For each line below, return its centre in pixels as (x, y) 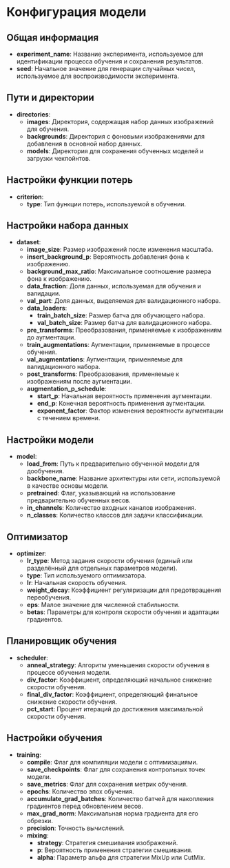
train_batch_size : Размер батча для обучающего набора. (121, 315)
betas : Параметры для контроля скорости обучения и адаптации (123, 612)
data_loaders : (47, 308)
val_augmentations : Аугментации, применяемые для (105, 359)
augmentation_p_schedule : (67, 389)
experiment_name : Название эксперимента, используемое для (110, 54)
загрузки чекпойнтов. (59, 158)
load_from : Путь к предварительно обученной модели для (113, 464)
